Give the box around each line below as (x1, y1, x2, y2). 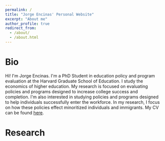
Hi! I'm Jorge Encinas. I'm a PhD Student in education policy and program (5, 72, 155, 78)
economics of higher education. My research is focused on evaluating (5, 83, 148, 89)
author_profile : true (5, 21, 50, 26)
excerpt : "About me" (5, 16, 48, 21)
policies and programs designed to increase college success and (5, 88, 138, 94)
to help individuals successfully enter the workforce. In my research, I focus (5, 99, 160, 105)
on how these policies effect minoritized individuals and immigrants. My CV (5, 104, 159, 110)
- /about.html (9, 35, 39, 40)
